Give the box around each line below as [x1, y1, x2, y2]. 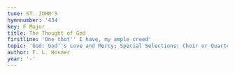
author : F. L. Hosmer [7, 49, 71, 56]
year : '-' [7, 56, 36, 63]
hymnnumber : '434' [7, 17, 61, 24]
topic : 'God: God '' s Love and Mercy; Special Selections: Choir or [7, 42, 208, 49]
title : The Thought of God [7, 29, 86, 37]
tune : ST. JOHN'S [7, 10, 58, 17]
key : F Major [7, 23, 45, 30]
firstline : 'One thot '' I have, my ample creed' [7, 36, 152, 43]
